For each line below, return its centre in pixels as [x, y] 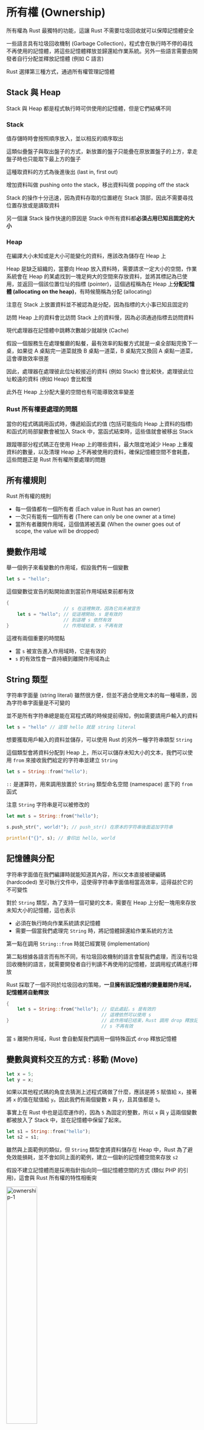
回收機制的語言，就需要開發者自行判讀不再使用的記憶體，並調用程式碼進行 [99, 964]
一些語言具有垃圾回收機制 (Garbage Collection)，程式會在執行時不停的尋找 [100, 43]
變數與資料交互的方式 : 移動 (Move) [72, 1059]
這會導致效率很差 [28, 359]
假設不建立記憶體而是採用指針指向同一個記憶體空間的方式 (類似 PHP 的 [95, 1170]
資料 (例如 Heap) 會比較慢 [59, 379]
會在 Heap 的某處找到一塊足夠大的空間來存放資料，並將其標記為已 [100, 277]
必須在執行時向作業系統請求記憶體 [58, 923]
